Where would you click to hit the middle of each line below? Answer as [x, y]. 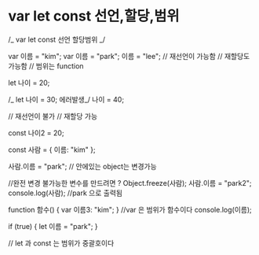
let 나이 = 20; [29, 83]
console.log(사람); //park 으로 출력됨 [66, 193]
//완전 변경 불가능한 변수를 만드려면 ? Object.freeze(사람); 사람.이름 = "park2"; [130, 183]
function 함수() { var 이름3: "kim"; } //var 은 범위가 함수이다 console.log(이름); [130, 209]
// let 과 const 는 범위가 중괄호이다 [61, 243]
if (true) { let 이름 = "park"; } [53, 226]
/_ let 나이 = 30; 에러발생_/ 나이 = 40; [66, 99]
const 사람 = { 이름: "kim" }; [52, 150]
